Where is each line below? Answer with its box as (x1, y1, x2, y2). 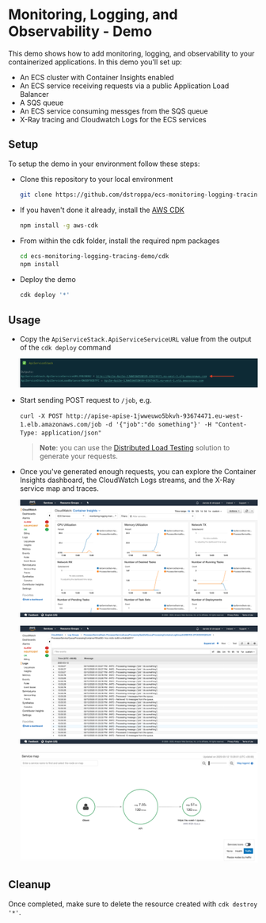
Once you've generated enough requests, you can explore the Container (19, 466, 256, 476)
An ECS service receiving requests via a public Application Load (19, 81, 230, 91)
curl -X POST (19, 411, 63, 420)
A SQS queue (19, 98, 64, 107)
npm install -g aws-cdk (19, 221, 99, 230)
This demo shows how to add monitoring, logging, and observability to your (8, 48, 255, 58)
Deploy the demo (19, 275, 77, 284)
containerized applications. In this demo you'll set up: (8, 57, 182, 67)
